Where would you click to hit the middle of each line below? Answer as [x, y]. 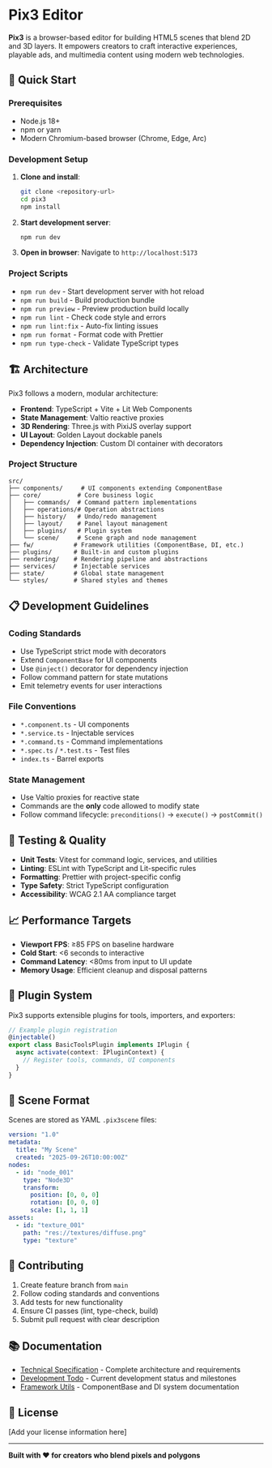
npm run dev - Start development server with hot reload [112, 291]
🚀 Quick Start [42, 80]
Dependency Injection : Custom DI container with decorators [121, 443]
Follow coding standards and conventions [90, 1294]
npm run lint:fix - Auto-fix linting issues [89, 325]
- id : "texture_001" [50, 1225]
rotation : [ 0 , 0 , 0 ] [64, 1203]
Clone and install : [50, 177]
